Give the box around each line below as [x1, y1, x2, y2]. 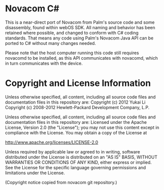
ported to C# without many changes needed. [5, 40, 96, 46]
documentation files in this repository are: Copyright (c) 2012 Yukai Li [5, 99, 146, 105]
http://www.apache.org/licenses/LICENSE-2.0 [5, 139, 98, 145]
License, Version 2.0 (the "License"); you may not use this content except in [5, 124, 160, 130]
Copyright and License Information [5, 77, 151, 89]
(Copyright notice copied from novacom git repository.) [5, 179, 117, 185]
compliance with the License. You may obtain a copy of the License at [5, 129, 147, 136]
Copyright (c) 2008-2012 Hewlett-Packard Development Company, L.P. [5, 104, 150, 110]
